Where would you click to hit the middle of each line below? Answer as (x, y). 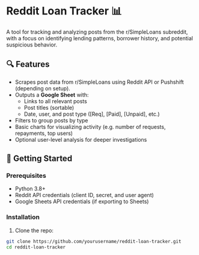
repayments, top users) (44, 133)
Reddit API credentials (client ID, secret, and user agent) (84, 195)
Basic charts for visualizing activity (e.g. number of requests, (90, 127)
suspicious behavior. (32, 45)
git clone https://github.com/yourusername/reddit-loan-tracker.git (94, 241)
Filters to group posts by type (51, 120)
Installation (23, 217)
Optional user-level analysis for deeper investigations (81, 139)
